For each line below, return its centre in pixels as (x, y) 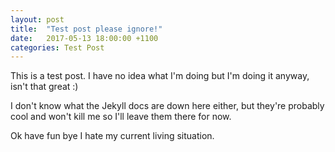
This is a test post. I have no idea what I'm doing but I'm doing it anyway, (160, 76)
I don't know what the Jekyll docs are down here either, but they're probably (167, 106)
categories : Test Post (57, 47)
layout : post (37, 19)
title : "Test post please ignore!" (86, 29)
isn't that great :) (44, 87)
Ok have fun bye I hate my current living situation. (112, 136)
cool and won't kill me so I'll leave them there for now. (121, 117)
